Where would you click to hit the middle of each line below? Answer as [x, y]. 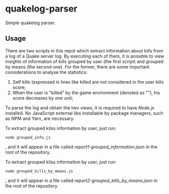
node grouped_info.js [28, 137]
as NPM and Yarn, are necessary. [40, 118]
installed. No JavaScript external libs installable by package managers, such [84, 113]
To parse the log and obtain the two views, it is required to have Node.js [80, 108]
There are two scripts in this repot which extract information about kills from [84, 50]
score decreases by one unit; [43, 98]
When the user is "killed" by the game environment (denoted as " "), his [86, 92]
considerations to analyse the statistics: [46, 72]
